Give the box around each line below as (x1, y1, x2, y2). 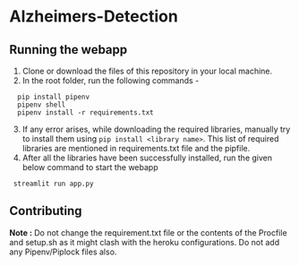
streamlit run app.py (13, 179, 94, 188)
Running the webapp (9, 42, 128, 57)
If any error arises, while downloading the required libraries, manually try (21, 124, 291, 134)
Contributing (9, 203, 82, 219)
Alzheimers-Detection (9, 6, 179, 27)
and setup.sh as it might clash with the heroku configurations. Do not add (9, 236, 280, 247)
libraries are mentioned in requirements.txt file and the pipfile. (21, 143, 251, 153)
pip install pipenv (17, 92, 90, 101)
